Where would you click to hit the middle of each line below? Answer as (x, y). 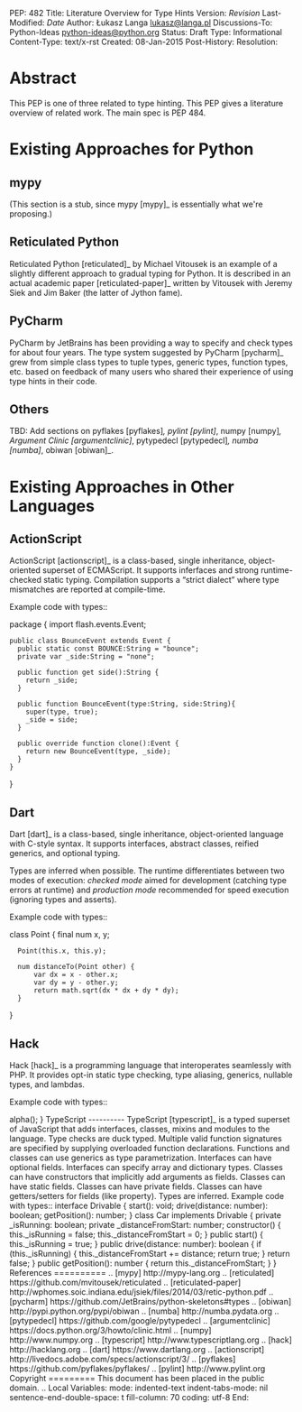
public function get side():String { (88, 673)
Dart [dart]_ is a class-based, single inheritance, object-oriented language (146, 835)
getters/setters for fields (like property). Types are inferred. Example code (147, 1196)
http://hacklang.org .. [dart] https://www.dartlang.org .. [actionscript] (137, 1349)
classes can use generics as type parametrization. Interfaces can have (141, 1158)
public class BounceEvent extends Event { (90, 641)
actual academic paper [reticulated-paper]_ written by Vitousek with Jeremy (151, 282)
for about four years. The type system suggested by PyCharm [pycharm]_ (146, 352)
